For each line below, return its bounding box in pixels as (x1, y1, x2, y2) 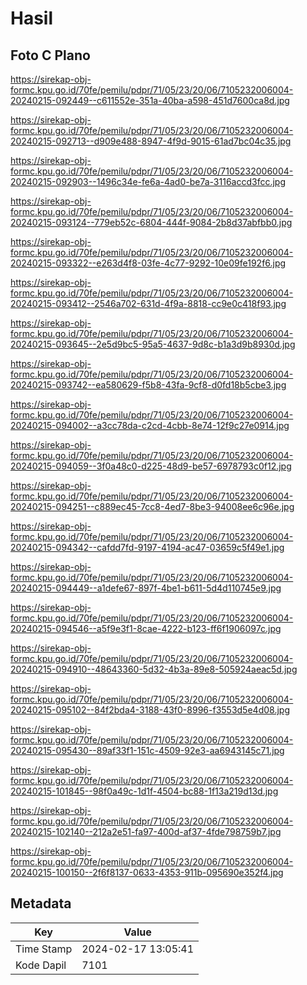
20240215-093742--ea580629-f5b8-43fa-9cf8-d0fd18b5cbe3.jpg (10, 379, 287, 391)
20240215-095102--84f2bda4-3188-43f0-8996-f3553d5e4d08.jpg (10, 704, 290, 716)
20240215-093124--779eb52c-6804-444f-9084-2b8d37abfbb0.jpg (10, 217, 293, 228)
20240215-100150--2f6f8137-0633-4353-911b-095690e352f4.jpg (10, 867, 284, 878)
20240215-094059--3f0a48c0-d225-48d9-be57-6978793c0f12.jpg (10, 460, 292, 472)
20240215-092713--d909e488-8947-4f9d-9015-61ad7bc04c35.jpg (10, 135, 292, 147)
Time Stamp (15, 942, 73, 956)
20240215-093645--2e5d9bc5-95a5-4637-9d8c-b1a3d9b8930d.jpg (10, 338, 296, 350)
